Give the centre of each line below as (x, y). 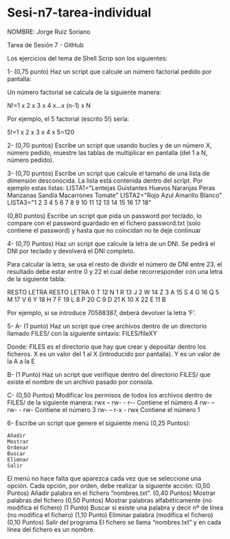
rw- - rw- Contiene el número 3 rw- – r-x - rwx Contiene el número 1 (104, 409)
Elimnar (18, 459)
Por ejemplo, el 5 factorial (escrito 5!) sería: (68, 119)
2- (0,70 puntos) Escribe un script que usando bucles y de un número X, (110, 145)
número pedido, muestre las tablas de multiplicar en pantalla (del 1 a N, (107, 152)
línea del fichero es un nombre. (51, 529)
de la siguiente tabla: (37, 279)
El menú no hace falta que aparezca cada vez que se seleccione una (104, 478)
